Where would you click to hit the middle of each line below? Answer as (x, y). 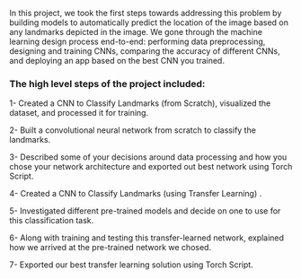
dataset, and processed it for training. (79, 113)
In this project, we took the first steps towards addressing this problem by (146, 13)
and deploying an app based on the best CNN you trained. (117, 61)
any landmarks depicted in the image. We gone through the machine (136, 32)
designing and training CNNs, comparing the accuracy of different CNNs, (145, 51)
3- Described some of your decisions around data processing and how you (148, 157)
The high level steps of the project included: (107, 83)
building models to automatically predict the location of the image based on (149, 22)
